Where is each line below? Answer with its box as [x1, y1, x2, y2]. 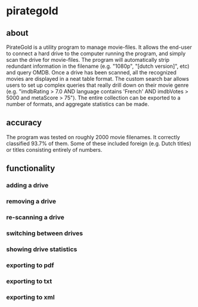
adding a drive [6, 181, 49, 190]
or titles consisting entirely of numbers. [6, 146, 103, 153]
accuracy [6, 118, 42, 128]
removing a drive [6, 198, 57, 206]
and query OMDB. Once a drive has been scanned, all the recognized [6, 69, 177, 76]
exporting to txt [6, 277, 52, 285]
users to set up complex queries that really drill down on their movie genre [6, 82, 189, 89]
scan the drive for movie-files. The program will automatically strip [6, 57, 170, 63]
